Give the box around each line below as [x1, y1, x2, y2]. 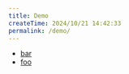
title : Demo [8, 11, 49, 20]
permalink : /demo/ [8, 27, 71, 35]
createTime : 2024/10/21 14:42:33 [8, 19, 122, 27]
